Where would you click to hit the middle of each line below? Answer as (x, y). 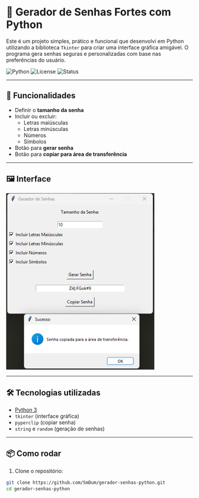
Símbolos (35, 141)
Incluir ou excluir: (36, 116)
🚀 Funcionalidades (41, 96)
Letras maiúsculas (46, 122)
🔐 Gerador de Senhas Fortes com (89, 12)
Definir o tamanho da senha (49, 110)
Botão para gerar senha (44, 148)
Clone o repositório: (39, 471)
